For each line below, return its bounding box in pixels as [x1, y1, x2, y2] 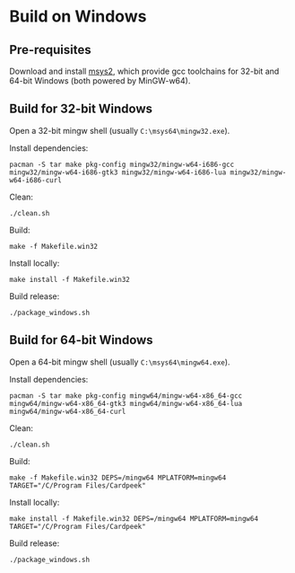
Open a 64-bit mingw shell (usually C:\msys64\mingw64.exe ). [9, 357, 230, 367]
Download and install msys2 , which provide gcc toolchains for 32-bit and [9, 66, 280, 76]
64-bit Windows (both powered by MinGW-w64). [9, 75, 191, 86]
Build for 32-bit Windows [9, 101, 153, 117]
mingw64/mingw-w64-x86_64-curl [9, 407, 126, 416]
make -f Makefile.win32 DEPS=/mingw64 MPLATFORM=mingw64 [9, 473, 227, 482]
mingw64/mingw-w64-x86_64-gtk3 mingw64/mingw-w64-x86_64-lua [9, 399, 243, 408]
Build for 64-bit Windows [9, 332, 154, 348]
